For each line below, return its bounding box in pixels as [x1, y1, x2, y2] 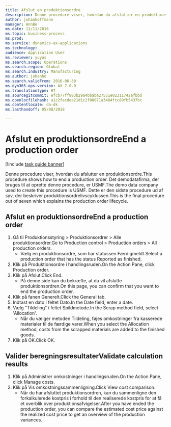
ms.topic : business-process [5, 31, 65, 36]
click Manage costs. [12, 379, 55, 385]
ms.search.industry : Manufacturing [5, 69, 81, 74]
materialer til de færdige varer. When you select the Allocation [20, 321, 149, 327]
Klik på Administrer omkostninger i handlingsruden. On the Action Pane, [12, 373, 162, 380]
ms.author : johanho [5, 74, 47, 79]
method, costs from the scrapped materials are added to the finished [20, 326, 165, 332]
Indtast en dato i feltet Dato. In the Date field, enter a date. [12, 299, 133, 305]
